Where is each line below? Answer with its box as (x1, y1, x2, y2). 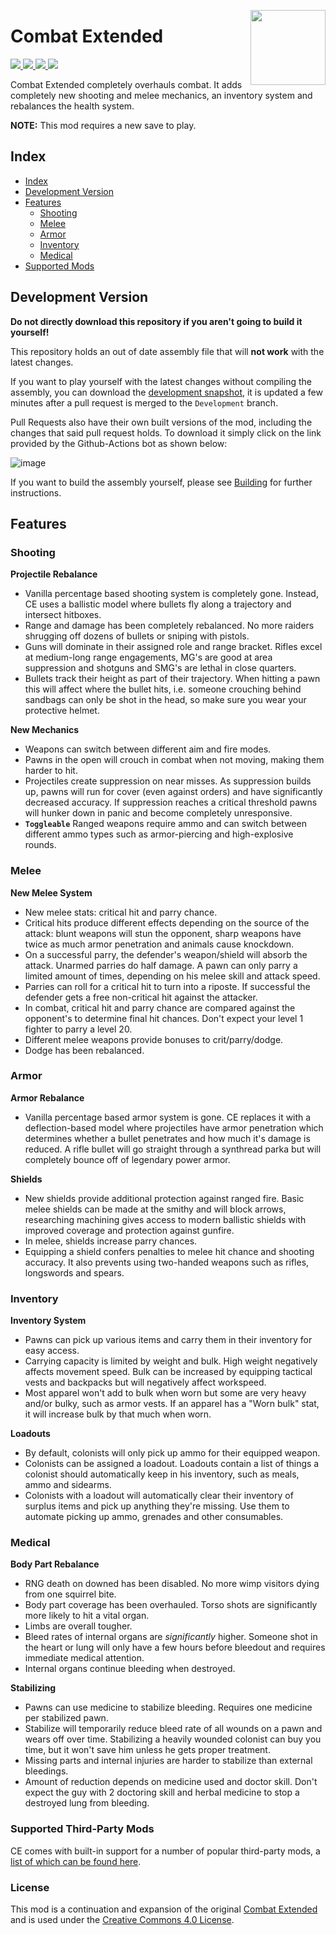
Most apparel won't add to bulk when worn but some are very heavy (24, 1387, 307, 1399)
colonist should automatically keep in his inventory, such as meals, (24, 1468, 300, 1480)
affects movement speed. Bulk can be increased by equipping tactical (24, 1366, 313, 1378)
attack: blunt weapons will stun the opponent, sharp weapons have (24, 927, 302, 939)
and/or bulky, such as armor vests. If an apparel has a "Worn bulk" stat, (24, 1398, 320, 1410)
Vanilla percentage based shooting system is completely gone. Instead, (24, 588, 319, 600)
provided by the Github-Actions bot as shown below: (10, 437, 228, 449)
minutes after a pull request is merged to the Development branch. (10, 396, 279, 409)
